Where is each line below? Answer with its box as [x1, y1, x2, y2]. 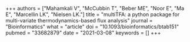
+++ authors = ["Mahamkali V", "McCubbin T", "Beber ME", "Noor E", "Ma [5, 5, 185, 12]
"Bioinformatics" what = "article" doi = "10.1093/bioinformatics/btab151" [5, 23, 179, 30]
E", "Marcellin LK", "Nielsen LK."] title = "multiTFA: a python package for [5, 11, 180, 18]
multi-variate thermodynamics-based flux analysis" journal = [5, 17, 153, 24]
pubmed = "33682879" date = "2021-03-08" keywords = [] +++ [5, 29, 161, 36]
